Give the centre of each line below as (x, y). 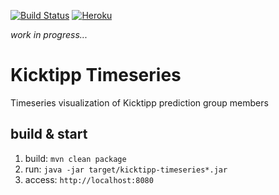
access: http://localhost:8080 (89, 179)
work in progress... (49, 34)
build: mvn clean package (75, 158)
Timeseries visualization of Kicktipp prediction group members (139, 102)
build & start (49, 134)
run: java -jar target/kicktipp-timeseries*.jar (126, 169)
